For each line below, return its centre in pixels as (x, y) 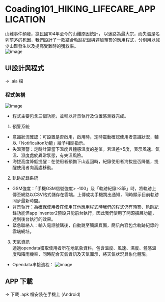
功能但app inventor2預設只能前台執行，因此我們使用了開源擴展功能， (86, 213)
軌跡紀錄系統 (25, 178)
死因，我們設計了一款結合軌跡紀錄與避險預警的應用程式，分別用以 (89, 40)
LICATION (25, 19)
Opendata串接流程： (33, 265)
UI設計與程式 (25, 68)
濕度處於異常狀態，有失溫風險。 (53, 155)
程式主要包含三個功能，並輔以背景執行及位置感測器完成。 (70, 116)
